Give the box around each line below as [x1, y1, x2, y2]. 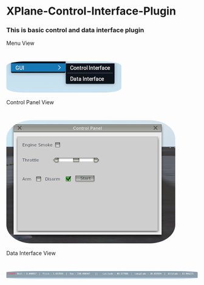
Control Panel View [6, 98, 55, 106]
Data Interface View [6, 249, 56, 256]
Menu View [6, 39, 35, 47]
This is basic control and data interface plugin [6, 26, 144, 35]
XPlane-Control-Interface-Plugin [6, 4, 176, 18]
